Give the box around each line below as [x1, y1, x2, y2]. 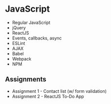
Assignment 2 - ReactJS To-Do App [12, 93, 84, 99]
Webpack [12, 56, 32, 62]
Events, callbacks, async [12, 35, 62, 41]
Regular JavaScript [12, 20, 51, 25]
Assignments [5, 75, 47, 83]
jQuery [12, 24, 26, 30]
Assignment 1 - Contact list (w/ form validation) [12, 88, 107, 94]
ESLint [12, 40, 25, 46]
